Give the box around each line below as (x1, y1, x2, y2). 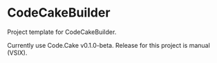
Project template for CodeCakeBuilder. (7, 28, 117, 36)
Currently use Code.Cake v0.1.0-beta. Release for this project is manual (7, 41, 211, 49)
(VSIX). (7, 48, 28, 57)
